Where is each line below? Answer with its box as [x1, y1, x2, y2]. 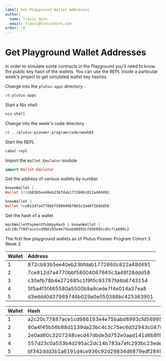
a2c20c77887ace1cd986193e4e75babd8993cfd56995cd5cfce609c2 [5, 226, 129, 231]
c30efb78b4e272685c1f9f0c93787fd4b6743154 [28, 277, 148, 284]
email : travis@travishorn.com [9, 21, 72, 26]
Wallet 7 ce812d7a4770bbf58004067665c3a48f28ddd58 [5, 204, 110, 209]
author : [5, 12, 21, 17]
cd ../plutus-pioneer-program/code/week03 [5, 130, 94, 135]
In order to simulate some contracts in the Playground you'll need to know [5, 63, 156, 69]
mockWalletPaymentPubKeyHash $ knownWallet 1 [5, 222, 100, 227]
